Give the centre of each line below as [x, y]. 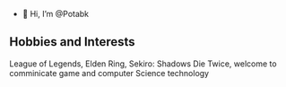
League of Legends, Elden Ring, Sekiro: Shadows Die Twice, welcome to [143, 64]
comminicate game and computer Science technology [109, 73]
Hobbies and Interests [73, 42]
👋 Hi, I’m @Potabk [56, 14]
